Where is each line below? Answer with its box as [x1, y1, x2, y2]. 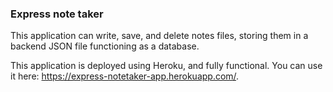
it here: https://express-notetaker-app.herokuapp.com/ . [10, 70, 240, 82]
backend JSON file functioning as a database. [10, 40, 200, 52]
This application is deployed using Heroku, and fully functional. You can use [10, 60, 323, 72]
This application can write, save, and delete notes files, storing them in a [10, 30, 309, 42]
